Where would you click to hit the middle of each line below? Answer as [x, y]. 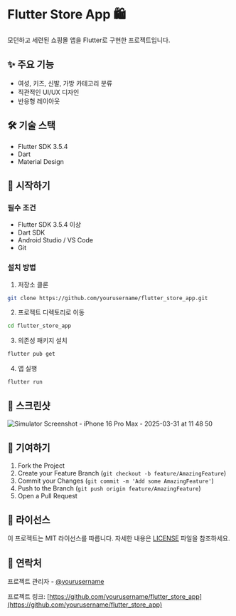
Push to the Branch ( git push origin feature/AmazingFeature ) [109, 488]
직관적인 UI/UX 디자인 [48, 92]
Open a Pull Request [48, 496]
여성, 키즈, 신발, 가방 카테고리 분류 [65, 83]
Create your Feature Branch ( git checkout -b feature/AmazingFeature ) [122, 473]
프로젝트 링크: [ [28, 597]
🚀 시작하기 [29, 186]
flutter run [25, 382]
